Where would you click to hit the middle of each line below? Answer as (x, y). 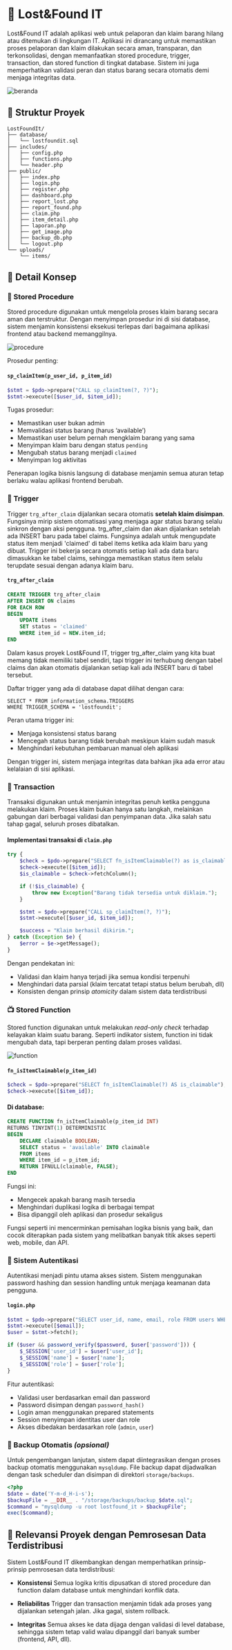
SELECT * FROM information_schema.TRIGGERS (71, 701)
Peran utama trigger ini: (41, 720)
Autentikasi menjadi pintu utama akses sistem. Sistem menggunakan (105, 1276)
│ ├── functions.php (40, 159)
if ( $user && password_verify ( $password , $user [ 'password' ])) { (101, 1345)
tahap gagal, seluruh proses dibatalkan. (63, 824)
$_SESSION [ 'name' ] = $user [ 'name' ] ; (72, 1358)
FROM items (35, 1154)
